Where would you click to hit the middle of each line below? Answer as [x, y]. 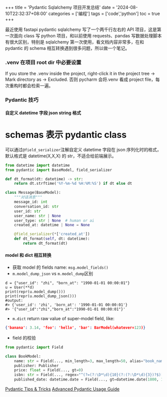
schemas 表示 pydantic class [66, 135]
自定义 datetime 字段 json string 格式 [43, 113]
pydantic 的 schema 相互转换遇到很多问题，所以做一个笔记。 [68, 48]
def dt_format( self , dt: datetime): [52, 239]
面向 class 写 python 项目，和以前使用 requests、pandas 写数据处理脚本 [88, 36]
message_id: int [31, 202]
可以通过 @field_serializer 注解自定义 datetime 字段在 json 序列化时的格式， [83, 149]
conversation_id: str [36, 206]
